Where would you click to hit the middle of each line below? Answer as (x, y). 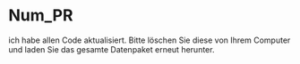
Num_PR (41, 16)
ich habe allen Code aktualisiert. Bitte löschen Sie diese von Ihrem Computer (150, 40)
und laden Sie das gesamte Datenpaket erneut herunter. (111, 49)
